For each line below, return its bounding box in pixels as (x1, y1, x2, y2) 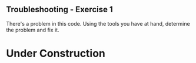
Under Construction (6, 47, 106, 60)
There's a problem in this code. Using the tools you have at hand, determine (6, 20, 190, 27)
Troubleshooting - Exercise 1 (6, 5, 113, 15)
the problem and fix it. (6, 26, 60, 33)
